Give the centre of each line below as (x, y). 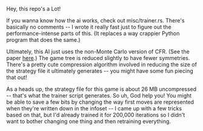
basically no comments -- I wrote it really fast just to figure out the (89, 27)
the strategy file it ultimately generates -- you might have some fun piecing (100, 71)
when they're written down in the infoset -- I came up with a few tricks (94, 108)
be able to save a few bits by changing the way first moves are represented (100, 102)
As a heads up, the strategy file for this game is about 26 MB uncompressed (101, 89)
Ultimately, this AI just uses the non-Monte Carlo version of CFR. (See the (98, 52)
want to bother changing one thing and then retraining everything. (89, 121)
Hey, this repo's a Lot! (34, 9)
